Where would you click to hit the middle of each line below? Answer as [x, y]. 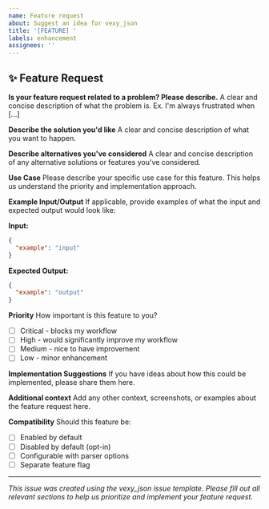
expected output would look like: [62, 210]
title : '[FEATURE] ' [43, 30]
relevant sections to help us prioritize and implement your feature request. [131, 496]
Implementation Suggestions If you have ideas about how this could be [127, 374]
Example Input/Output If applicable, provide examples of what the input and [134, 202]
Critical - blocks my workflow [68, 331]
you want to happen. [42, 138]
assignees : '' [32, 46]
